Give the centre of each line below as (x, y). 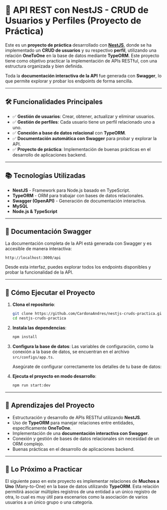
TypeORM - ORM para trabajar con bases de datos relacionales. (78, 195)
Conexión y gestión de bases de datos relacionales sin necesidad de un (86, 438)
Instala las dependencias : (39, 328)
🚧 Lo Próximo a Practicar (44, 469)
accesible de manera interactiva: (39, 249)
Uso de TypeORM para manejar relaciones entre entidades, (73, 423)
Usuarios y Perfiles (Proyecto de (73, 21)
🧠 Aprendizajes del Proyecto (50, 405)
